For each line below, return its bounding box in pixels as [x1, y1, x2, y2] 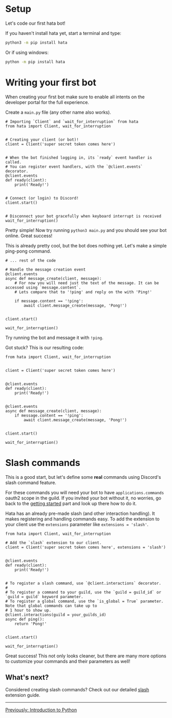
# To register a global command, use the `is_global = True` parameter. [5, 599, 164, 604]
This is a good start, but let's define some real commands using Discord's [5, 474, 161, 480]
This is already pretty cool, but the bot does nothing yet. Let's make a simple [5, 242, 167, 248]
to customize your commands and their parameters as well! [5, 658, 131, 664]
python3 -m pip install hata [5, 40, 68, 45]
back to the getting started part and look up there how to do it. [5, 500, 137, 507]
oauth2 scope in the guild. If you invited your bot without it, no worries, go [5, 495, 161, 501]
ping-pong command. [5, 248, 51, 254]
